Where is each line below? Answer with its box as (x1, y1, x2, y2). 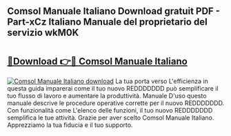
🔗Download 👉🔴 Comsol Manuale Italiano (7, 55, 188, 67)
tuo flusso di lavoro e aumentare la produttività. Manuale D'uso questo (7, 92, 207, 100)
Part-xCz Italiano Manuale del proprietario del (7, 16, 208, 28)
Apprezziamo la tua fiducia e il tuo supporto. (7, 121, 133, 129)
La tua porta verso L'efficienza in (114, 77, 208, 85)
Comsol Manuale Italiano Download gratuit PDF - (7, 5, 221, 17)
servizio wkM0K (7, 27, 79, 38)
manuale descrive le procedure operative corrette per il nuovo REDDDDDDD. (7, 99, 225, 107)
